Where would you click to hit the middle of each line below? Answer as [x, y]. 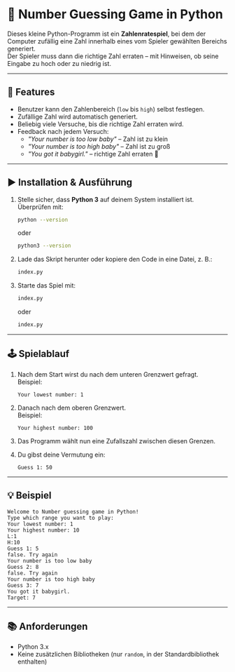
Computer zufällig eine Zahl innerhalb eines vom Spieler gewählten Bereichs [117, 41]
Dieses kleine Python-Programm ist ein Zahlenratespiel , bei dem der [107, 34]
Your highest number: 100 [55, 428]
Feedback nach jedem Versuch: [63, 131]
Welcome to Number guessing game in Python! [73, 511]
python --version [43, 220]
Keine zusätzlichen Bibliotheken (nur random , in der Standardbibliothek [118, 654]
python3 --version [44, 246]
